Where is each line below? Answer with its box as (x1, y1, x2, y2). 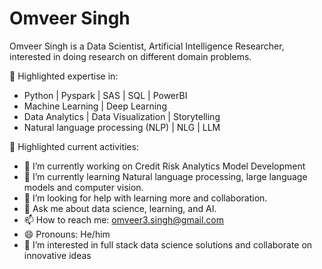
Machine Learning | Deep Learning (23, 100, 167, 112)
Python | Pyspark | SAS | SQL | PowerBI (23, 89, 188, 101)
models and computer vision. (23, 181, 144, 193)
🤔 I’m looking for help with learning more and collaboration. (23, 192, 268, 204)
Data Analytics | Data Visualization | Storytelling (23, 110, 221, 122)
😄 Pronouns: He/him (23, 228, 111, 240)
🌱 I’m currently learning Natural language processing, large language (23, 170, 308, 182)
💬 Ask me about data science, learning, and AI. (23, 202, 217, 214)
